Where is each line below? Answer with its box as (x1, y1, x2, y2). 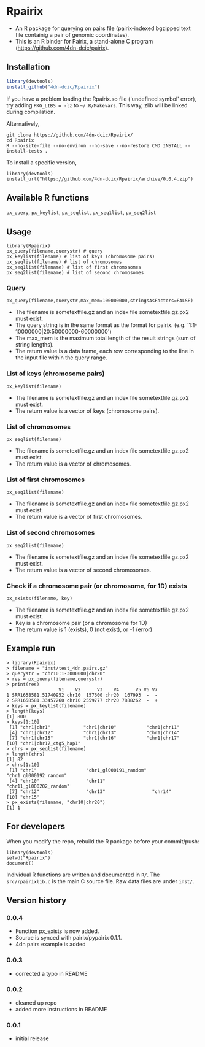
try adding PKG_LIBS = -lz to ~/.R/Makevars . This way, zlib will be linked (6, 101, 188, 109)
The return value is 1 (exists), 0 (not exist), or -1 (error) (15, 626, 152, 633)
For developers (6, 821, 66, 832)
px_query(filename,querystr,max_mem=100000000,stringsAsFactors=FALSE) (6, 297, 193, 304)
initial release (15, 1035, 49, 1042)
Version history (6, 895, 67, 905)
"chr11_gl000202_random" (6, 783, 70, 789)
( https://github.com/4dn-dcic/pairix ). (15, 44, 109, 52)
